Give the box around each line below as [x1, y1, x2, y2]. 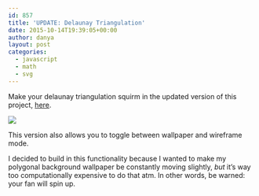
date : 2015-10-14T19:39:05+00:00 [8, 26, 118, 34]
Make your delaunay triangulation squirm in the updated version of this [8, 91, 237, 101]
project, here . [8, 100, 52, 109]
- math [15, 63, 37, 71]
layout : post [8, 41, 51, 49]
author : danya [8, 33, 55, 42]
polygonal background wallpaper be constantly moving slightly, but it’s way [8, 162, 251, 172]
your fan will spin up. [8, 179, 76, 188]
